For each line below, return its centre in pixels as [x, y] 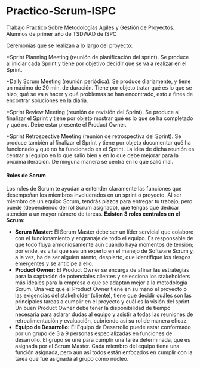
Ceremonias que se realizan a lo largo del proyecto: [70, 45]
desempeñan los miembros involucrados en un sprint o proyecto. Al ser [94, 195]
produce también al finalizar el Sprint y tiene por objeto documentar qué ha [99, 142]
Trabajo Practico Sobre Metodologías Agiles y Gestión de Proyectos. [90, 27]
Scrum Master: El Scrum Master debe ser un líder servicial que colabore [104, 232]
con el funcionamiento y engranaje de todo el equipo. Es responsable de [104, 238]
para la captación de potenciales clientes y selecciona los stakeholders [102, 277]
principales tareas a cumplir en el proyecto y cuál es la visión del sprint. [103, 302]
